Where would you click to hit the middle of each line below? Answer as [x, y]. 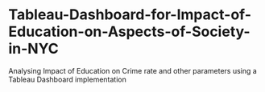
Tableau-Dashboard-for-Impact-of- [130, 15]
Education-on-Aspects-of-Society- [130, 32]
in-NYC [33, 49]
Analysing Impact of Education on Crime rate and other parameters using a [133, 70]
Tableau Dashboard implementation [67, 79]
